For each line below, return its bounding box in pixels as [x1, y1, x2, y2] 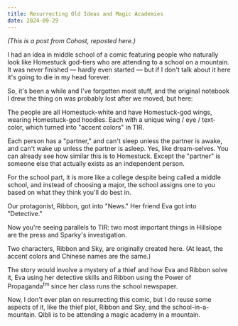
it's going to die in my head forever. [7, 72, 112, 81]
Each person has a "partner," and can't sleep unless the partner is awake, [7, 136, 222, 145]
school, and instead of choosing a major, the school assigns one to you [7, 180, 215, 189]
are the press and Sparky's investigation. [7, 230, 127, 239]
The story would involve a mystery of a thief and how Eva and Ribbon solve [7, 265, 228, 274]
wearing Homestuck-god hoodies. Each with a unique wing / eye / [7, 115, 201, 124]
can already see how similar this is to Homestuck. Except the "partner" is [7, 152, 221, 160]
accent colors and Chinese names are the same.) [7, 252, 151, 260]
